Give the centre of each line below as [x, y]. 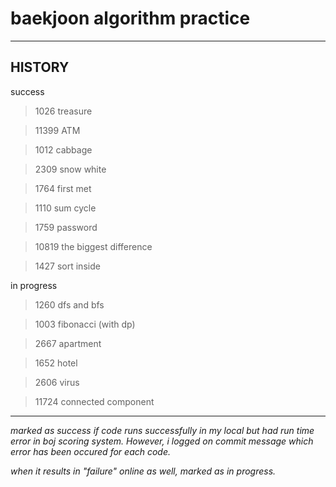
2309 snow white [70, 169]
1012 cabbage [63, 149]
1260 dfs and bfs [69, 304]
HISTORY [40, 67]
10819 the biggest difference [93, 246]
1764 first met [63, 188]
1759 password [66, 227]
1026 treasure [63, 111]
